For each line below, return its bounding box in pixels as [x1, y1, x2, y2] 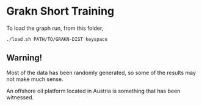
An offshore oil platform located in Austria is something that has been [6, 87, 181, 94]
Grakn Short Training [6, 4, 115, 18]
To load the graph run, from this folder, [6, 24, 104, 32]
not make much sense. [6, 75, 63, 83]
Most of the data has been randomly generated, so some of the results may [6, 69, 197, 76]
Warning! [6, 53, 43, 63]
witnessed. [6, 93, 34, 101]
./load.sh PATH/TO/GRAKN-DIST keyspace [6, 36, 108, 42]
